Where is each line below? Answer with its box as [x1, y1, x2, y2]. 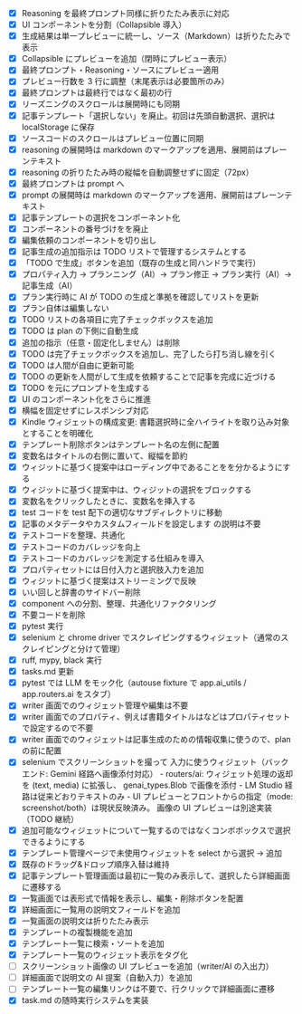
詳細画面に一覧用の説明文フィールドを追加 [21, 904, 181, 914]
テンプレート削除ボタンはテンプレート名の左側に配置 [21, 439, 220, 450]
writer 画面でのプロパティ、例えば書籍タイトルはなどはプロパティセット [21, 712, 291, 722]
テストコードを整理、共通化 [21, 530, 126, 540]
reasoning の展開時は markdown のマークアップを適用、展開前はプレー [21, 144, 288, 155]
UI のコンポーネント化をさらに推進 [21, 393, 151, 405]
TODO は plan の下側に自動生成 [21, 325, 139, 337]
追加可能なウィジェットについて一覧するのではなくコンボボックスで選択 [21, 825, 291, 836]
